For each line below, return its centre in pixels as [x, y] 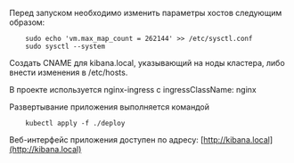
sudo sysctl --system [65, 46]
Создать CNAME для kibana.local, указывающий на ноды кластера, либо [147, 63]
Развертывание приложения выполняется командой [109, 107]
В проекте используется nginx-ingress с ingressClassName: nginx [133, 90]
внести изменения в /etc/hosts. [69, 72]
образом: [27, 22]
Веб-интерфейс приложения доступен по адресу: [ [106, 140]
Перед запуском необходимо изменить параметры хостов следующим [146, 13]
